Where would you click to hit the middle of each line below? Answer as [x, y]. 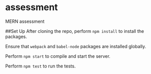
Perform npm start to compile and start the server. [58, 56]
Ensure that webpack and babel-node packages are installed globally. [76, 46]
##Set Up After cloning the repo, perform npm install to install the [75, 31]
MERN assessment [25, 21]
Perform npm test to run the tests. [41, 66]
